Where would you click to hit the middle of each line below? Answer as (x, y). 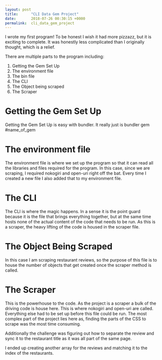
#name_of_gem (20, 130)
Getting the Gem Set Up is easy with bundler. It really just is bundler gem (77, 125)
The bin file (23, 76)
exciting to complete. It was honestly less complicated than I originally (75, 42)
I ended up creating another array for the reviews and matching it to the (76, 348)
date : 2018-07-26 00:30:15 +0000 (45, 18)
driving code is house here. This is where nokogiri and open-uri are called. (79, 308)
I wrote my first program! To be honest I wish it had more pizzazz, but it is (78, 37)
